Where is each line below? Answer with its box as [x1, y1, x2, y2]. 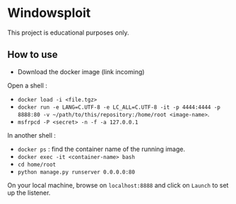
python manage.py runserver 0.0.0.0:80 [17, 168, 136, 176]
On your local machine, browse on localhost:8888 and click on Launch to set [7, 181, 229, 189]
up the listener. [7, 188, 51, 197]
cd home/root [17, 161, 57, 168]
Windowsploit [7, 5, 91, 21]
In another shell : [7, 131, 57, 139]
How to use [7, 49, 58, 61]
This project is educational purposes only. [7, 28, 129, 37]
